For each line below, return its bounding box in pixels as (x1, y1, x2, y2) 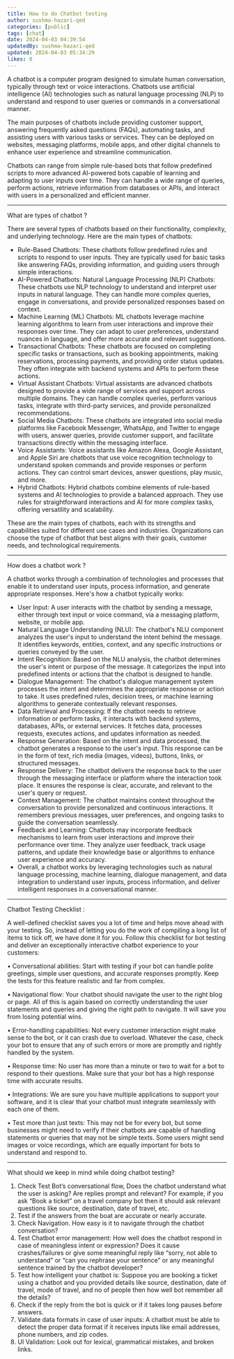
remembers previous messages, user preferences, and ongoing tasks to (17, 811, 224, 819)
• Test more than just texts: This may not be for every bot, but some (7, 1118, 202, 1126)
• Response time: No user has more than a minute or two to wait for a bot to (7, 1062, 225, 1070)
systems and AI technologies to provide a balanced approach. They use (17, 490, 224, 499)
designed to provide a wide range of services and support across (17, 386, 205, 395)
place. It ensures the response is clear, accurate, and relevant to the (17, 781, 212, 789)
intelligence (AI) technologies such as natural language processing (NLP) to (7, 89, 224, 98)
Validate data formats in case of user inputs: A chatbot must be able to (17, 1315, 220, 1323)
